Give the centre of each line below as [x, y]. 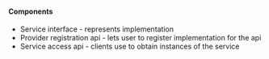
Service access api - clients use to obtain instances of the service [130, 46]
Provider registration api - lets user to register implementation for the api [141, 38]
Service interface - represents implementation [97, 29]
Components [31, 11]
